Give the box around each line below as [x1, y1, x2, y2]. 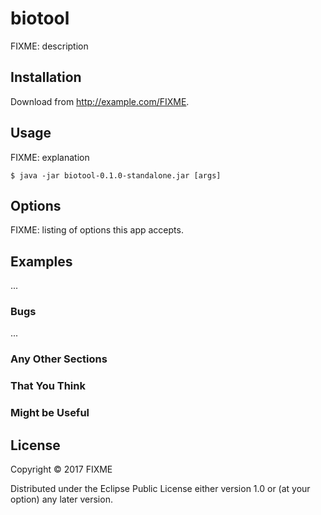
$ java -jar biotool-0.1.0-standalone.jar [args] [10, 170, 222, 181]
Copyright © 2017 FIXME [10, 463, 113, 476]
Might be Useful [10, 406, 90, 420]
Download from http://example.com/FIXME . [10, 95, 190, 107]
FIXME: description [10, 40, 89, 52]
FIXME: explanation [10, 151, 90, 163]
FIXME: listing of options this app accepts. [10, 224, 184, 236]
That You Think [10, 379, 86, 393]
